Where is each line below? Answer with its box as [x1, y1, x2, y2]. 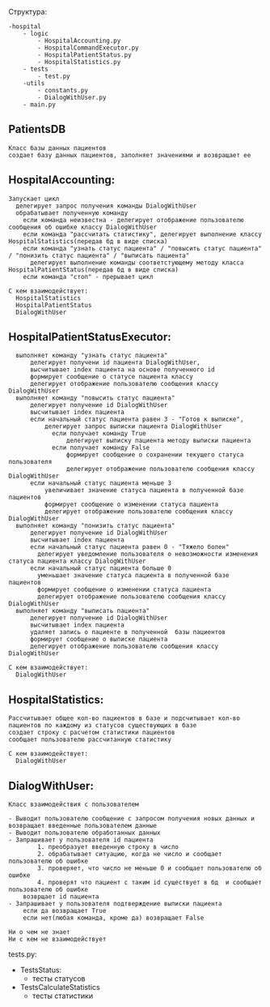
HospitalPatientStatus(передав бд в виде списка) [8, 265, 179, 274]
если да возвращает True [23, 907, 107, 915]
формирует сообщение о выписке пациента [29, 636, 168, 644]
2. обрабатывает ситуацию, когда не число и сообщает [37, 851, 222, 859]
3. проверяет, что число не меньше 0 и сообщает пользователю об [37, 864, 263, 872]
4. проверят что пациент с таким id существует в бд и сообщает [37, 879, 263, 887]
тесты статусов [32, 974, 86, 983]
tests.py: [8, 949, 38, 959]
